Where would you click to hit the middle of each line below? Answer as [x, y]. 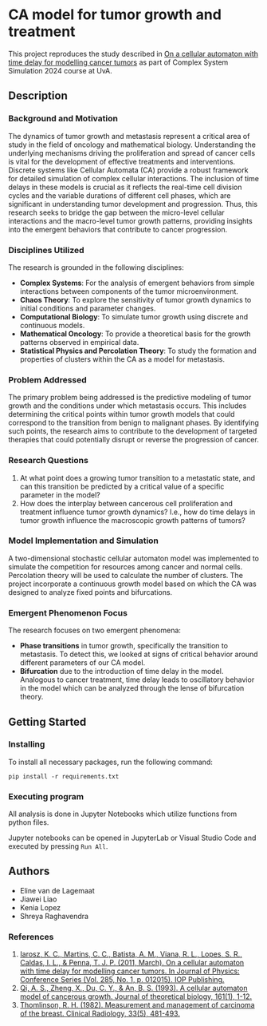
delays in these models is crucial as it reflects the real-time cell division [125, 187]
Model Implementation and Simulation [84, 541]
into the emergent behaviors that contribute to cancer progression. [118, 229]
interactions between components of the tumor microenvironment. [129, 291]
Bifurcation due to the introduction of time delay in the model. [122, 671]
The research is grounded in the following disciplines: [96, 267]
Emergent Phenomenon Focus [68, 612]
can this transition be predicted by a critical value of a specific [122, 486]
